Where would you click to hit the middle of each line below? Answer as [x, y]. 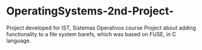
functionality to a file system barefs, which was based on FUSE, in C [91, 34]
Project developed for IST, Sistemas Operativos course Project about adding [101, 28]
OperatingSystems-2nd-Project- [90, 11]
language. [19, 40]
